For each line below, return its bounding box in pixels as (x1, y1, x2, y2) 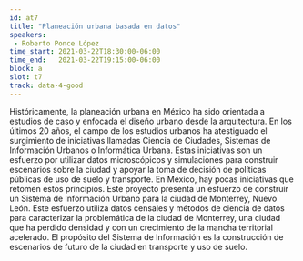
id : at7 (9, 13, 39, 23)
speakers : (9, 30, 47, 39)
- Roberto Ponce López (13, 38, 100, 48)
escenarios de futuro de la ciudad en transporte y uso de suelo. (9, 241, 248, 252)
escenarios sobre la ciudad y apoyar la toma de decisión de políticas (9, 164, 267, 175)
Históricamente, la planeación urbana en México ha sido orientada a (9, 105, 266, 116)
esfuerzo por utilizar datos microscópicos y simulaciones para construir (9, 154, 278, 165)
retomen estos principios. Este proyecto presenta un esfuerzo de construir (9, 183, 289, 194)
